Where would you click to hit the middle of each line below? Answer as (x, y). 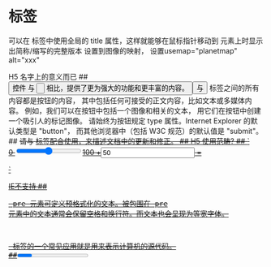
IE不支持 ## (28, 186)
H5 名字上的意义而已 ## (48, 76)
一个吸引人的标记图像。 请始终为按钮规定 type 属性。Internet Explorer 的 (130, 121)
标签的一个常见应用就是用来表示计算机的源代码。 (95, 246)
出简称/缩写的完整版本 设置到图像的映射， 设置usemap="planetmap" (123, 50)
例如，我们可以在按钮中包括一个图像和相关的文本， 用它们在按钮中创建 (142, 110)
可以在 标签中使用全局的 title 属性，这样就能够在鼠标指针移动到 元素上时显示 (136, 41)
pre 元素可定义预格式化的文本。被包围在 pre (90, 203)
